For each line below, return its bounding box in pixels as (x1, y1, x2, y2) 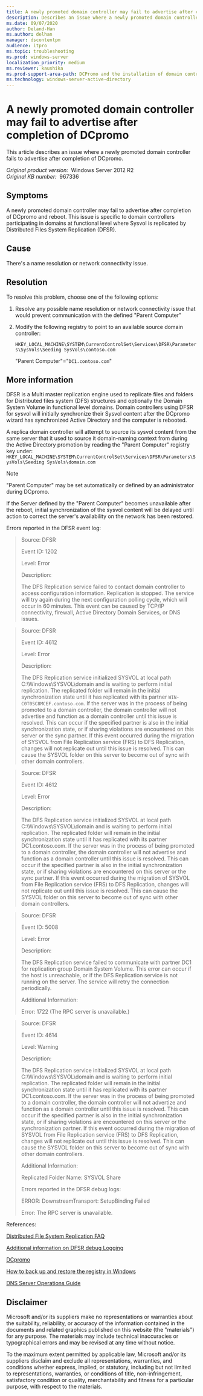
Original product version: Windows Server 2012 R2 (6, 167, 134, 174)
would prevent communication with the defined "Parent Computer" (14, 311, 182, 319)
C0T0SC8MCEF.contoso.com (21, 701, 84, 707)
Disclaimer (6, 1297, 48, 1308)
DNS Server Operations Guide (6, 1280, 81, 1287)
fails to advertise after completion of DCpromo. (6, 155, 124, 162)
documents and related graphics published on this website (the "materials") (6, 1326, 195, 1334)
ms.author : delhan (6, 32, 53, 38)
